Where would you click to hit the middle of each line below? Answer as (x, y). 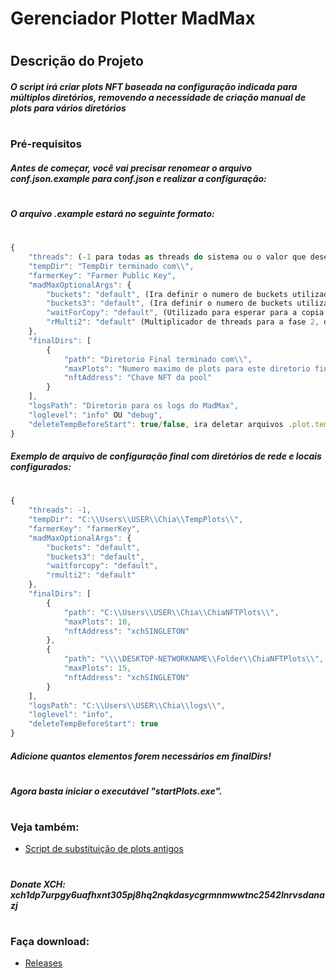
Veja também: (45, 827)
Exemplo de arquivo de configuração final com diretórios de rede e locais (166, 456)
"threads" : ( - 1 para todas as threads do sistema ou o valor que (167, 257)
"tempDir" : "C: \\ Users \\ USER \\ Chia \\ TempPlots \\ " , (136, 520)
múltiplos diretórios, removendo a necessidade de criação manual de (158, 97)
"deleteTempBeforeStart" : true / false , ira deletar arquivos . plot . (171, 424)
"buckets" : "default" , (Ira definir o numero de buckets (167, 294)
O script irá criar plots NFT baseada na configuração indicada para (154, 86)
